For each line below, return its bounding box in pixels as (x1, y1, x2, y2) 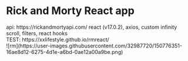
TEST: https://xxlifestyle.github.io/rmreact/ (6, 36, 110, 43)
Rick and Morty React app (6, 4, 135, 18)
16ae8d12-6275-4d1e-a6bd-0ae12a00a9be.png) (6, 48, 123, 55)
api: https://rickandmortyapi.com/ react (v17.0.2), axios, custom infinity (6, 23, 177, 30)
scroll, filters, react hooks (6, 29, 68, 36)
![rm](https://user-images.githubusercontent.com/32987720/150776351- (6, 42, 182, 49)
